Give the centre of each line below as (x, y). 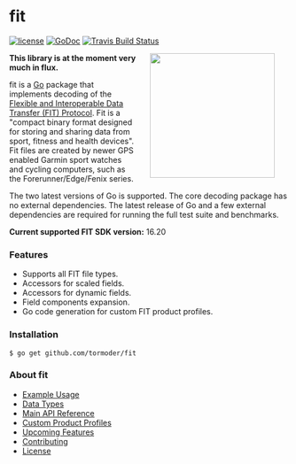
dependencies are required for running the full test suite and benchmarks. (144, 214)
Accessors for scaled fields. (73, 283)
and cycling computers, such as (67, 169)
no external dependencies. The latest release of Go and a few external (138, 205)
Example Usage (51, 394)
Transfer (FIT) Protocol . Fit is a (65, 112)
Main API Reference (58, 413)
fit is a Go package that (52, 84)
